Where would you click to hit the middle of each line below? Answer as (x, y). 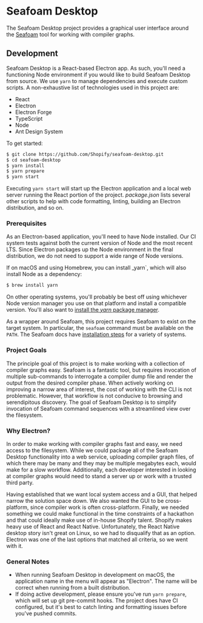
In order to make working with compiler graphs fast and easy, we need (95, 443)
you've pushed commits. (46, 613)
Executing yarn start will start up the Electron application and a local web (99, 189)
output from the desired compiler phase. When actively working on (90, 383)
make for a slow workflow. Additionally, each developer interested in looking (101, 470)
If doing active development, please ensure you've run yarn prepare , (101, 594)
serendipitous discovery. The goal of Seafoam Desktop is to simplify (92, 402)
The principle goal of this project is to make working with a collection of (95, 363)
